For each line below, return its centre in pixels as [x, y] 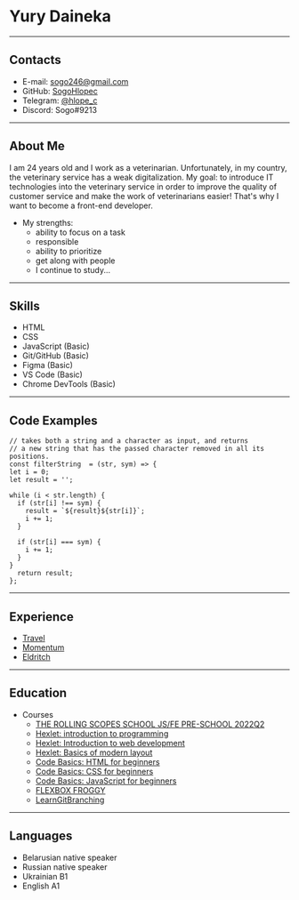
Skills [24, 305]
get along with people [75, 261]
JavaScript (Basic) [56, 346]
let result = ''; [41, 480]
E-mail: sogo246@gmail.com [75, 81]
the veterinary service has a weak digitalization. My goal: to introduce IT [141, 177]
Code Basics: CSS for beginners [94, 771]
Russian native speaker [65, 867]
